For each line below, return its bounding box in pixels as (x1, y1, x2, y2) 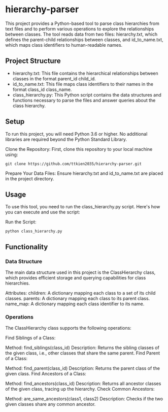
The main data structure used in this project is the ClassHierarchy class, (5, 269, 156, 275)
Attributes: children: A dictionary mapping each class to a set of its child (5, 290, 156, 296)
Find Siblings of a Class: (5, 335, 56, 341)
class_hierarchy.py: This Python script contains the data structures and (12, 91, 161, 98)
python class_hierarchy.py (5, 229, 62, 234)
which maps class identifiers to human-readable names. (5, 42, 123, 48)
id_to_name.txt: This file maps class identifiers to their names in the (12, 81, 154, 87)
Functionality (5, 242, 48, 251)
